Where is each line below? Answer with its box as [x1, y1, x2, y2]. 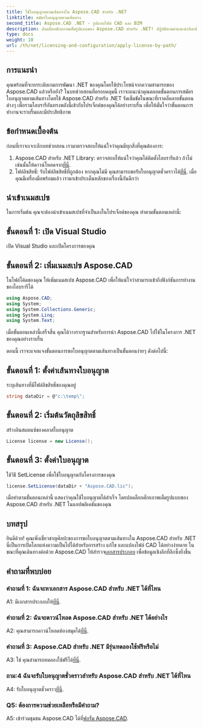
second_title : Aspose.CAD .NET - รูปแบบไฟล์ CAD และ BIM [6, 20, 143, 26]
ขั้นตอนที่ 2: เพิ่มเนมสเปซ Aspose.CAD [6, 260, 133, 271]
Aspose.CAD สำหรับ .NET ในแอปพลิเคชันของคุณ [6, 501, 112, 508]
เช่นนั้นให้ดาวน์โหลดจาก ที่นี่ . [14, 161, 71, 168]
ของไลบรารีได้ [6, 283, 34, 290]
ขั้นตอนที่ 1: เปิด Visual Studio [6, 226, 107, 236]
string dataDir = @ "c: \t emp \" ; [6, 393, 85, 399]
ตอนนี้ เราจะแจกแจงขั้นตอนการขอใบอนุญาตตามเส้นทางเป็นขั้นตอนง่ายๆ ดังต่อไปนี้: [6, 347, 168, 355]
